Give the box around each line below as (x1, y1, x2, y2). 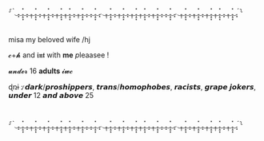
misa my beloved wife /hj (8, 35, 90, 45)
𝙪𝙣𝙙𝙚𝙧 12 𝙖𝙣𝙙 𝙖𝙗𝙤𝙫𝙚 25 (8, 91, 94, 100)
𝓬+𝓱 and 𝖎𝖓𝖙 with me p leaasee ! (8, 50, 110, 60)
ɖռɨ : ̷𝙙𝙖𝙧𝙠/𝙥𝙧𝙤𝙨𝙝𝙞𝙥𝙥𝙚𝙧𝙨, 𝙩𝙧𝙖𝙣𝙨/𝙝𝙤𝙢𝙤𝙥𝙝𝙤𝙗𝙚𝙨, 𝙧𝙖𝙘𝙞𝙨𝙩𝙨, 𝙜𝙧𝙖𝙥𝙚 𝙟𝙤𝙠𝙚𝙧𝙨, (8, 82, 256, 92)
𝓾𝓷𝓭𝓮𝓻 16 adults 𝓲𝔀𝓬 (8, 66, 74, 76)
